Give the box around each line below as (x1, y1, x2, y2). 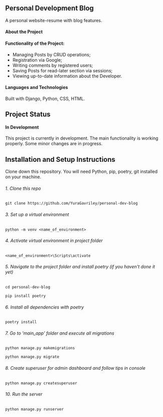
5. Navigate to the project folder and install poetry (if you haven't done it (5, 264, 155, 270)
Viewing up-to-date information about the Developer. (12, 73, 122, 79)
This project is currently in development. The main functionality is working (5, 135, 158, 141)
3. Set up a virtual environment (5, 212, 69, 218)
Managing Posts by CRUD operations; (12, 51, 91, 57)
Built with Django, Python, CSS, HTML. (5, 95, 85, 101)
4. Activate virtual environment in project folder (5, 238, 103, 244)
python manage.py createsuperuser (5, 380, 78, 386)
